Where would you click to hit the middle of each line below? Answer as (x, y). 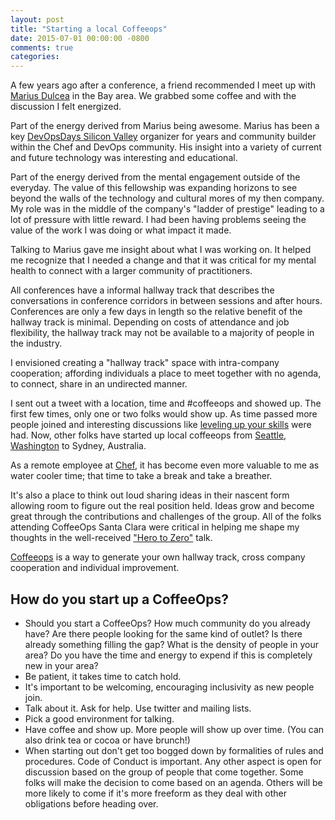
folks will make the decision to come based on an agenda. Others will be (173, 782)
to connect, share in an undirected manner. (99, 384)
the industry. (36, 343)
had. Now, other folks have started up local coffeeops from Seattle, (148, 435)
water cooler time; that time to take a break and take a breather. (141, 476)
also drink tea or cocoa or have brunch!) (107, 740)
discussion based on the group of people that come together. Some (164, 772)
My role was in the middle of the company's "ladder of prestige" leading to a (167, 209)
